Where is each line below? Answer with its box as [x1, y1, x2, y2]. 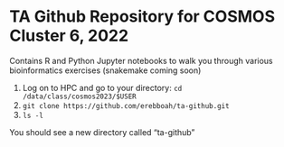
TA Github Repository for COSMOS [9, 6, 276, 27]
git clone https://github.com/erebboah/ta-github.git [22, 101, 230, 110]
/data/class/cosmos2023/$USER [22, 92, 137, 101]
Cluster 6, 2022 [9, 25, 129, 46]
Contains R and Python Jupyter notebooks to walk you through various [9, 55, 273, 66]
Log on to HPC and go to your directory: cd [22, 82, 183, 93]
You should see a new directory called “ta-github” [9, 126, 195, 137]
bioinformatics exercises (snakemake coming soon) [9, 65, 202, 76]
